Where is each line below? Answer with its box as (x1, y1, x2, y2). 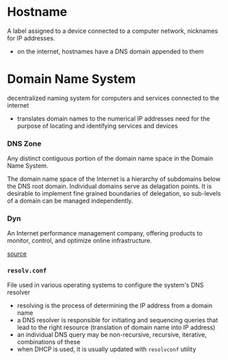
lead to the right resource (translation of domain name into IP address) (16, 323, 216, 331)
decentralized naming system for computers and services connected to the (7, 94, 220, 102)
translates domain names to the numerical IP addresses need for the (16, 114, 210, 123)
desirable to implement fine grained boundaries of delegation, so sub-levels (7, 190, 221, 198)
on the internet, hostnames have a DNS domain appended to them (16, 47, 204, 55)
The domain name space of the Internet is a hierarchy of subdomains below (7, 175, 221, 183)
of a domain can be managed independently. (7, 196, 134, 205)
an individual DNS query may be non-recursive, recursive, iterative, (16, 330, 207, 339)
